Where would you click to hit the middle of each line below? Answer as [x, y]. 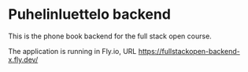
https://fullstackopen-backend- [189, 51]
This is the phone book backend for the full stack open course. [110, 36]
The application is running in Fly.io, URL [72, 51]
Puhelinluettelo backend [90, 14]
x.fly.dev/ [23, 59]
